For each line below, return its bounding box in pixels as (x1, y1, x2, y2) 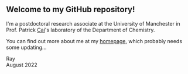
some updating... (6, 44, 47, 51)
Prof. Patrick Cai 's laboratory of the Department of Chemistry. (6, 26, 155, 33)
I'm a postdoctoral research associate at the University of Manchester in (6, 20, 180, 27)
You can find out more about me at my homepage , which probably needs (6, 37, 183, 44)
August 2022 (6, 61, 38, 68)
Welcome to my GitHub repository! (6, 5, 135, 15)
